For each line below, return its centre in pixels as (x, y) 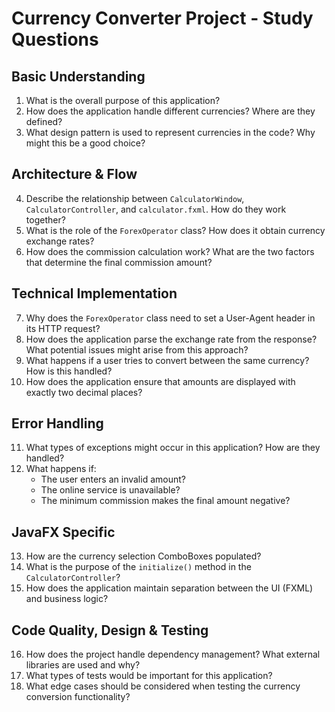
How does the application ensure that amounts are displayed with (160, 381)
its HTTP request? (63, 328)
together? (45, 219)
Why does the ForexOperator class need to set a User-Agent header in (170, 318)
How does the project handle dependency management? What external (173, 654)
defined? (44, 121)
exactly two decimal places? (84, 392)
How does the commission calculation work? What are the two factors (170, 251)
